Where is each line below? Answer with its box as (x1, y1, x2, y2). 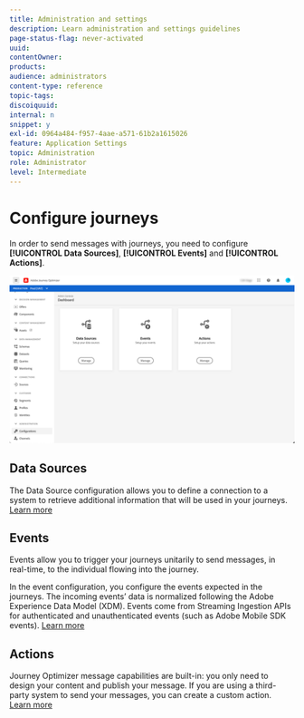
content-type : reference (9, 82, 103, 91)
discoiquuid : (9, 101, 59, 110)
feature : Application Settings (9, 139, 128, 149)
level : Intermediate (9, 168, 88, 177)
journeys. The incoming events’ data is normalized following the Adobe (9, 591, 274, 602)
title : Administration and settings (9, 15, 147, 24)
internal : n (9, 110, 54, 120)
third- (255, 680, 277, 691)
